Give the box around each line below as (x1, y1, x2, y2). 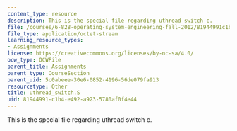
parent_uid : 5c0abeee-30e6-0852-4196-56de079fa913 (7, 76, 159, 84)
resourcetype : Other (7, 83, 68, 90)
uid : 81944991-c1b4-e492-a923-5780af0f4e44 (7, 96, 138, 103)
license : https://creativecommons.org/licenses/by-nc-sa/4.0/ (7, 50, 194, 57)
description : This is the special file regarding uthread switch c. (7, 17, 213, 24)
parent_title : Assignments (7, 63, 87, 70)
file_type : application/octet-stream (7, 30, 119, 38)
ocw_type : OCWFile (7, 57, 61, 64)
